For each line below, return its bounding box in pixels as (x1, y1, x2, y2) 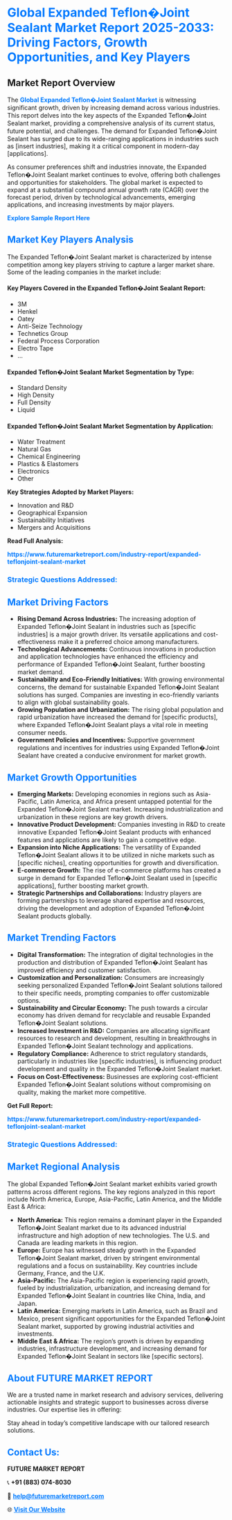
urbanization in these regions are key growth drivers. (17, 812, 168, 821)
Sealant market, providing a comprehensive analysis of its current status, (7, 119, 216, 127)
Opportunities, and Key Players (7, 49, 190, 65)
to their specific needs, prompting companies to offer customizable (17, 989, 210, 997)
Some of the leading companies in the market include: (7, 267, 161, 276)
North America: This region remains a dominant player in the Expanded (17, 1215, 222, 1224)
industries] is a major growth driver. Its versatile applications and (17, 630, 202, 638)
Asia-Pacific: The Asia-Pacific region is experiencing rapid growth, (17, 1276, 210, 1285)
